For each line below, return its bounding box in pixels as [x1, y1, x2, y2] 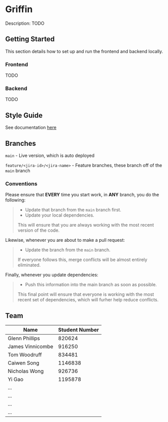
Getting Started [5, 35, 55, 43]
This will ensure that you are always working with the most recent [17, 222, 154, 228]
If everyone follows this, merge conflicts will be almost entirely [17, 256, 148, 263]
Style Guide [5, 111, 43, 120]
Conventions [5, 180, 38, 187]
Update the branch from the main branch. [25, 247, 111, 253]
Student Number [58, 327, 99, 334]
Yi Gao [8, 376, 24, 383]
